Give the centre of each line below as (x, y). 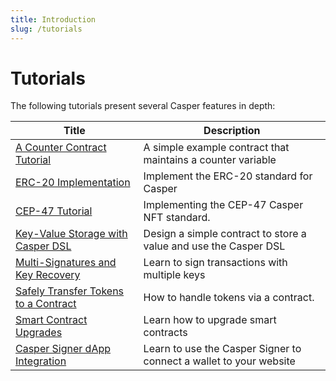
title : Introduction (53, 19)
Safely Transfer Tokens (70, 291)
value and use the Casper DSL (214, 246)
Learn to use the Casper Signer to (222, 349)
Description (232, 131)
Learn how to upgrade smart (210, 320)
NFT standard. (177, 218)
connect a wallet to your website (219, 361)
